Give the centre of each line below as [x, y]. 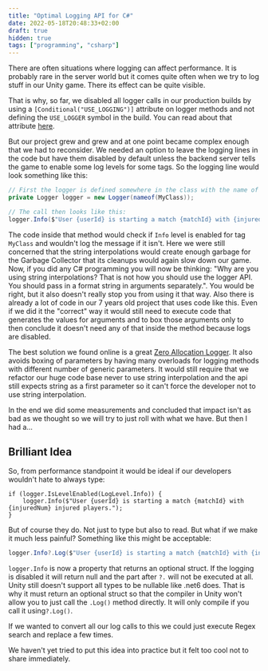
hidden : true [30, 38]
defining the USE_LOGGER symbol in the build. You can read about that [120, 117]
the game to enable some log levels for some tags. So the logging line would [134, 167]
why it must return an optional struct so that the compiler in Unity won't [125, 594]
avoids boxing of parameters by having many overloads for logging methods [134, 360]
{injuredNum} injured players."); [66, 508]
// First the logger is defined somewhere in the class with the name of [134, 190]
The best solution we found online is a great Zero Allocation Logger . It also [130, 351]
